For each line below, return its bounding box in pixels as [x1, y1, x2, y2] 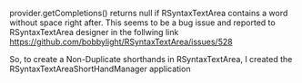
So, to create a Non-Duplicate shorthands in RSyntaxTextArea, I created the [9, 54, 293, 64]
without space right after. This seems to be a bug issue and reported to [9, 17, 276, 28]
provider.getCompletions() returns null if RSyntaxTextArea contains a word [9, 8, 288, 18]
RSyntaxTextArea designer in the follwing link [9, 27, 179, 37]
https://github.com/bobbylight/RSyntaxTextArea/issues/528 [9, 36, 234, 47]
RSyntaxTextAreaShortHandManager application [9, 63, 191, 74]
